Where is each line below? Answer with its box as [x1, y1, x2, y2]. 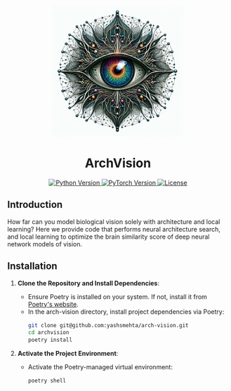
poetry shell [27, 378, 67, 385]
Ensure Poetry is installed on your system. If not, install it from [27, 292, 207, 300]
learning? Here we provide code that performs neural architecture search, [7, 225, 221, 233]
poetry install [27, 336, 72, 344]
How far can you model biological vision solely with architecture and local [7, 217, 220, 226]
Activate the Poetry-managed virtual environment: [27, 363, 173, 371]
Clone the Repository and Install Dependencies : [17, 279, 160, 287]
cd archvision [27, 329, 70, 336]
